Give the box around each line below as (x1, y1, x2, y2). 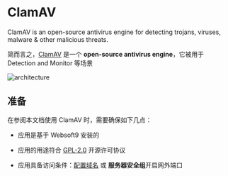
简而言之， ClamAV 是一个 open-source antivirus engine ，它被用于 (7, 50, 204, 58)
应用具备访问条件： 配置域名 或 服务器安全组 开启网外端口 (17, 160, 183, 169)
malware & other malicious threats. (7, 35, 108, 43)
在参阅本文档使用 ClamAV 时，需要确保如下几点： (7, 115, 152, 124)
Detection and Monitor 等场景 (7, 58, 93, 67)
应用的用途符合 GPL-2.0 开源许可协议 (17, 145, 126, 154)
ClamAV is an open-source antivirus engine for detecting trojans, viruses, (7, 28, 222, 36)
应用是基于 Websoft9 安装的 (17, 131, 100, 139)
